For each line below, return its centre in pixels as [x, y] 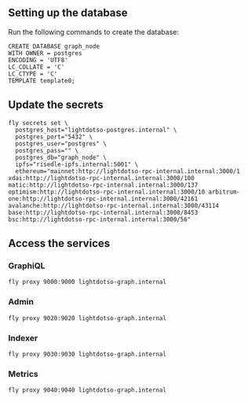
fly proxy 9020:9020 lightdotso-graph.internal [88, 318]
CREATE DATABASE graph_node [54, 46]
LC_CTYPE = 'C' [33, 74]
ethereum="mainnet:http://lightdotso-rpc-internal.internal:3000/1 [128, 171]
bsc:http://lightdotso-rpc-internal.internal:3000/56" [100, 219]
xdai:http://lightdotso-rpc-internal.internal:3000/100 [101, 178]
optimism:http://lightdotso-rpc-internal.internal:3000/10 [107, 192]
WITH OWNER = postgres [45, 53]
